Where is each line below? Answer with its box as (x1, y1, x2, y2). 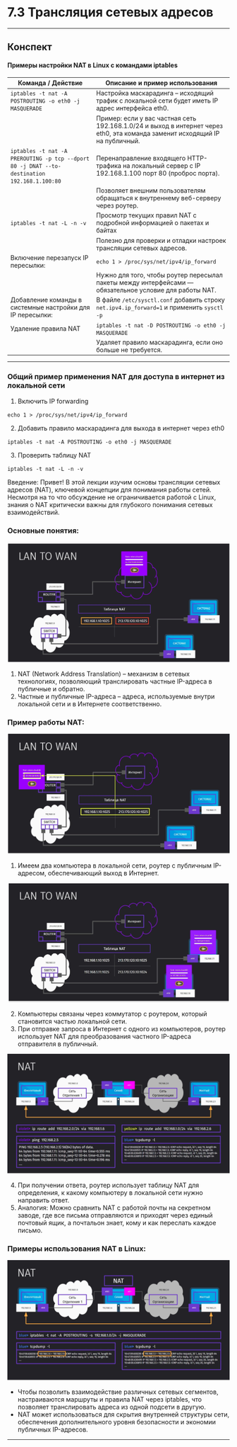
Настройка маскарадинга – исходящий (96, 89, 214, 98)
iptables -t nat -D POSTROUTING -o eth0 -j (96, 322, 226, 329)
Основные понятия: (7, 526, 80, 535)
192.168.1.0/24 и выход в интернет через (96, 121, 224, 130)
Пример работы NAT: (7, 717, 85, 727)
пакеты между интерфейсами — (96, 278, 194, 287)
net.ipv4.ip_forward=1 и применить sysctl (96, 303, 224, 312)
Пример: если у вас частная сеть (96, 114, 197, 123)
